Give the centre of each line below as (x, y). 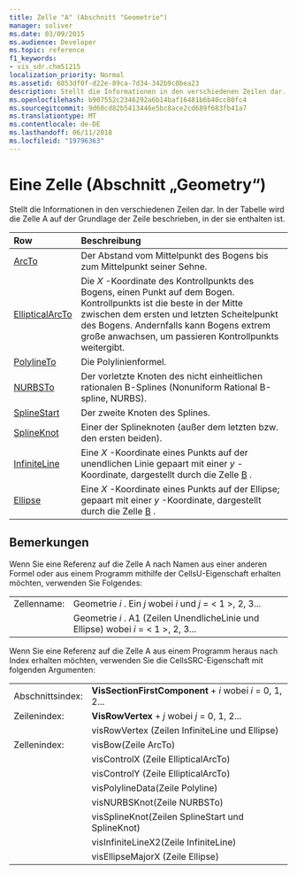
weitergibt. (103, 347)
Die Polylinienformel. (124, 361)
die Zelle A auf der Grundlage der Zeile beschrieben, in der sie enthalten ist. (147, 219)
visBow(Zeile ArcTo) (133, 745)
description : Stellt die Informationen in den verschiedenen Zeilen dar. (148, 91)
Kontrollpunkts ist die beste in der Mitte (162, 303)
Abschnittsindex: (49, 696)
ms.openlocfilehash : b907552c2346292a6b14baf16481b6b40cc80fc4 (128, 100)
